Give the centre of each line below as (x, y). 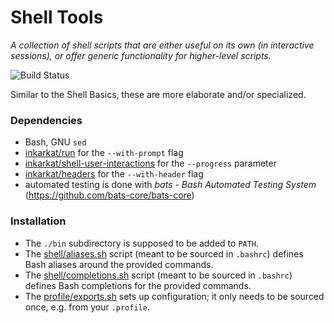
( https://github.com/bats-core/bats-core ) (109, 195)
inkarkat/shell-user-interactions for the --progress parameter (150, 163)
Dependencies (46, 120)
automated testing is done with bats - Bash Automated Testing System (170, 185)
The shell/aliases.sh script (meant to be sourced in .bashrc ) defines (164, 253)
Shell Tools (57, 17)
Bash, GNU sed (55, 142)
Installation (38, 221)
